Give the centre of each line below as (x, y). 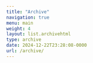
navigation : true (28, 17)
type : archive (24, 40)
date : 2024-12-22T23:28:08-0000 (46, 46)
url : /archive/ (25, 51)
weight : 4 (19, 28)
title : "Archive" (28, 12)
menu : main (20, 23)
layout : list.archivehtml (38, 34)
